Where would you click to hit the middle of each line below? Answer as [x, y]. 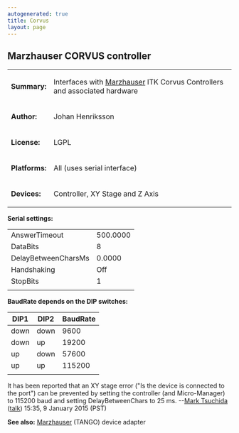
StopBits [25, 281]
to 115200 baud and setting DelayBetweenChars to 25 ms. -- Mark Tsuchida [118, 401]
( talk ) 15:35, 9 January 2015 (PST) [57, 408]
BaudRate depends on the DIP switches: [68, 302]
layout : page [27, 27]
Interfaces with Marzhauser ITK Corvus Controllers [138, 82]
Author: [24, 116]
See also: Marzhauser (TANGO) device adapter [76, 422]
